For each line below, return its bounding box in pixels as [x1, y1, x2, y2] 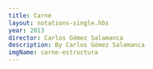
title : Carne [8, 11, 52, 20]
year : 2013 [8, 26, 45, 34]
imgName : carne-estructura [8, 48, 99, 56]
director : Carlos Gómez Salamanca [8, 33, 124, 42]
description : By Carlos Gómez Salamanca [8, 41, 146, 49]
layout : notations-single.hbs [8, 19, 110, 27]
